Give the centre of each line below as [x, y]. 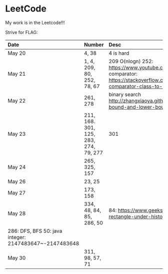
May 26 [17, 181]
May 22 [17, 101]
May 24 [17, 167]
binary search [125, 94]
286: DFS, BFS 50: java [35, 231]
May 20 [17, 53]
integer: [17, 237]
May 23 [17, 134]
